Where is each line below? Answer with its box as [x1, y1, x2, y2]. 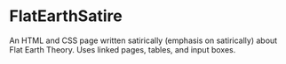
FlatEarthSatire [9, 6, 123, 26]
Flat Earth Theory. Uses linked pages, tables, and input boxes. [9, 44, 236, 54]
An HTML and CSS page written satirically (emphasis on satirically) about [9, 35, 278, 46]
